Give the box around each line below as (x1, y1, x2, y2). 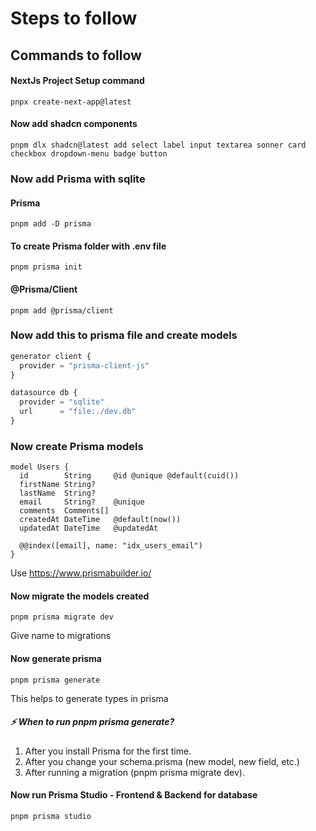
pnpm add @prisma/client (10, 305, 114, 316)
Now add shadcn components (10, 118, 138, 130)
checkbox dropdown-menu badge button (10, 148, 168, 159)
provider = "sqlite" (19, 397, 105, 407)
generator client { (10, 351, 92, 361)
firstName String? (19, 480, 97, 490)
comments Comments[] (19, 506, 110, 516)
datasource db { (10, 388, 78, 398)
